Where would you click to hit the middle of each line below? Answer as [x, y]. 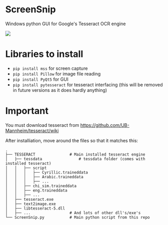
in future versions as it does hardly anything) [60, 90]
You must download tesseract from [42, 125]
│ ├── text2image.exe [31, 204]
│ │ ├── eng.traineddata [36, 190]
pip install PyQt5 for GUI [40, 79]
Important [27, 111]
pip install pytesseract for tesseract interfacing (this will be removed [88, 85]
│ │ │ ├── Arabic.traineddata [44, 177]
